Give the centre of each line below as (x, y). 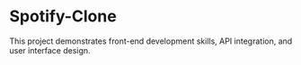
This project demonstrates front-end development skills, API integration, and (151, 41)
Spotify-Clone (63, 16)
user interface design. (50, 50)
